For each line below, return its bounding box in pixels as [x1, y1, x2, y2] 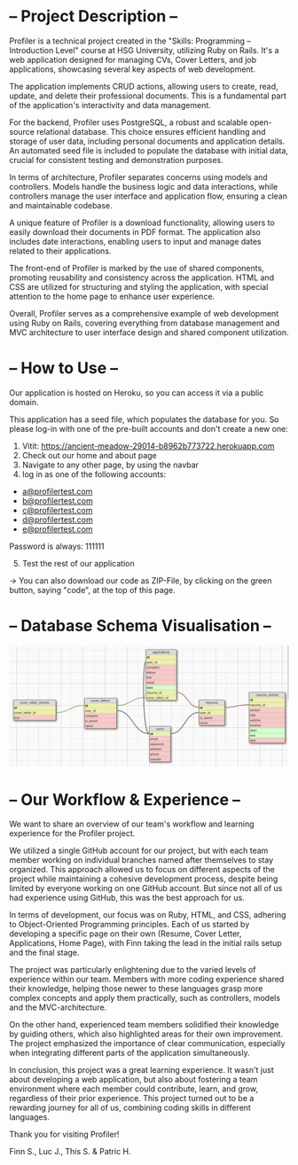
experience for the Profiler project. [9, 828, 136, 839]
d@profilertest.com [21, 514, 93, 525]
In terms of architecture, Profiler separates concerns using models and [9, 171, 268, 183]
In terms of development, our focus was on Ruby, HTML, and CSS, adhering [9, 910, 286, 920]
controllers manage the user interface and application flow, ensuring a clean [9, 191, 288, 201]
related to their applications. [9, 246, 112, 256]
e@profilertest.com [21, 523, 93, 534]
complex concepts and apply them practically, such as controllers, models [9, 993, 281, 1004]
